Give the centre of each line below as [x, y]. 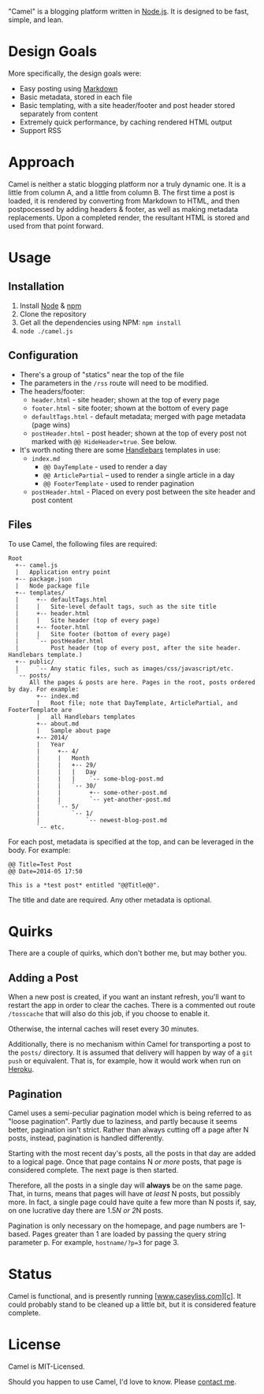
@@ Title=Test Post [40, 864]
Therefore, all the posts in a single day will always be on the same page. [125, 1185]
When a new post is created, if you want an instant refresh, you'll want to [127, 997]
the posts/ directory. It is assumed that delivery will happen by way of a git [131, 1053]
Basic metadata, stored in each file [76, 97]
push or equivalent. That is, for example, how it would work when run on [125, 1061]
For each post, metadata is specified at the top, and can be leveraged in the [131, 841]
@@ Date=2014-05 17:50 [45, 871]
